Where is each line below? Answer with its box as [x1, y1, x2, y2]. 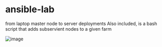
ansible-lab [5, 4, 55, 15]
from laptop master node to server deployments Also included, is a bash [5, 20, 157, 27]
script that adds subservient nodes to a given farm [5, 26, 112, 32]
